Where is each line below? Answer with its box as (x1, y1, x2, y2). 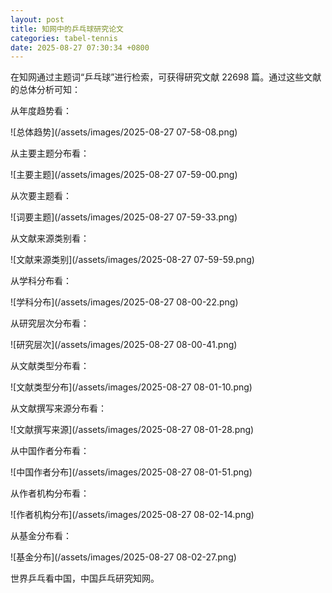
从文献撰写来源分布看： (10, 402, 107, 415)
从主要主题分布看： (10, 147, 90, 160)
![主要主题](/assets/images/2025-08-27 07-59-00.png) (10, 169, 238, 181)
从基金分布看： (10, 530, 72, 542)
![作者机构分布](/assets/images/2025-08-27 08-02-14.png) (10, 509, 255, 521)
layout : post (10, 14, 65, 25)
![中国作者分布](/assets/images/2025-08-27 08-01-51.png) (10, 466, 253, 478)
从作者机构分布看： (10, 487, 90, 500)
